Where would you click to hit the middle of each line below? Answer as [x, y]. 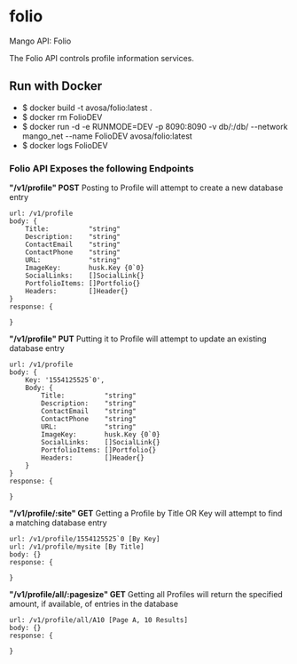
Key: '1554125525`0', [65, 380]
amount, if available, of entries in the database [94, 604]
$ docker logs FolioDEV [65, 145]
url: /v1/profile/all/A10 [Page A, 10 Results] [99, 620]
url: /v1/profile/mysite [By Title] [77, 547]
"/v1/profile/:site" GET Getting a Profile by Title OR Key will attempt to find [146, 514]
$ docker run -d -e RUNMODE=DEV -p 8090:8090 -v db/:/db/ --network [155, 126]
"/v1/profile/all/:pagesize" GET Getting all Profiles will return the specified [146, 595]
